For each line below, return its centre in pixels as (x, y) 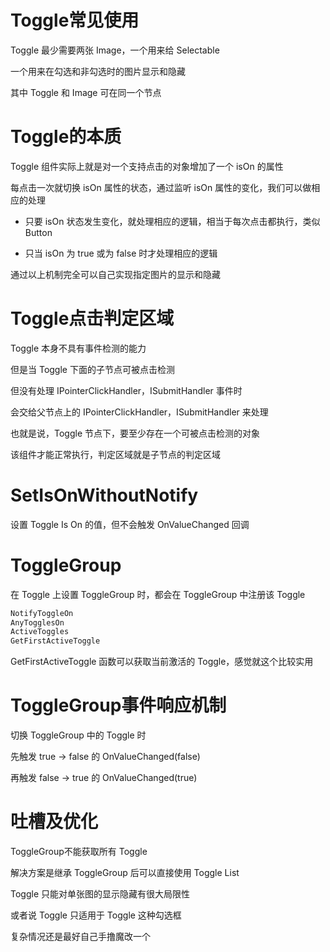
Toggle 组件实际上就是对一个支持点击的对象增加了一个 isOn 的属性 (147, 166)
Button (38, 232)
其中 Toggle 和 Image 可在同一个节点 (86, 92)
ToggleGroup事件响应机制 (118, 705)
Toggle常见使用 (75, 20)
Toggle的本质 (66, 137)
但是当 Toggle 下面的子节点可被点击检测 (92, 369)
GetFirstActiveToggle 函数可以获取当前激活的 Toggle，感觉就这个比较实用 (162, 662)
